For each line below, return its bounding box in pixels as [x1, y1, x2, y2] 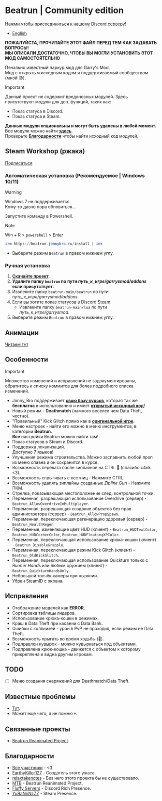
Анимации [5, 328, 39, 337]
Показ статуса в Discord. [12, 108, 64, 114]
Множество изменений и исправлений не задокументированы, [5, 377, 136, 383]
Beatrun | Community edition [5, 5, 124, 16]
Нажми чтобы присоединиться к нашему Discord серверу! [5, 21, 127, 27]
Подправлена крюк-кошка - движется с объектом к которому [12, 646, 141, 652]
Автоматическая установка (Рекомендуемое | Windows [5, 172, 145, 179]
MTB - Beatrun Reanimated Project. [12, 780, 83, 786]
